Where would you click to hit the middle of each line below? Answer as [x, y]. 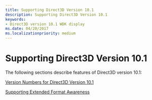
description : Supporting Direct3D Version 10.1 [56, 15]
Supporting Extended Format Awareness [48, 92]
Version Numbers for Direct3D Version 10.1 [49, 82]
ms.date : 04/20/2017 [27, 29]
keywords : [16, 19]
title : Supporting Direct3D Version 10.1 [50, 10]
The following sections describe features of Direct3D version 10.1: [74, 72]
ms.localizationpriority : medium [41, 33]
